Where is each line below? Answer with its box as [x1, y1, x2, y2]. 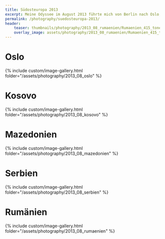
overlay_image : [14, 30, 45, 35]
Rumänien [5, 206, 48, 217]
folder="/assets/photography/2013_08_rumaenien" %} [5, 228, 115, 234]
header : [5, 21, 21, 26]
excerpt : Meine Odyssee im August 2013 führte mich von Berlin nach [5, 12, 148, 17]
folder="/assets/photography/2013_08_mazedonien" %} [5, 150, 119, 156]
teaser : [14, 26, 29, 31]
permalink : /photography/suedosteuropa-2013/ [5, 16, 100, 21]
